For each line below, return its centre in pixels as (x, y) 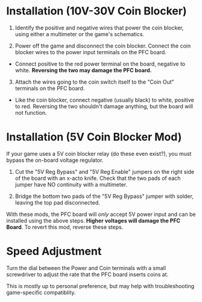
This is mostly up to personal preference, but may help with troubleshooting (100, 286)
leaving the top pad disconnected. (58, 202)
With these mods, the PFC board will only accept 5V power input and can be (101, 214)
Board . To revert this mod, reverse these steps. (65, 227)
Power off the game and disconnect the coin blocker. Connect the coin (103, 46)
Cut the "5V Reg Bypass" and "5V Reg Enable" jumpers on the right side (105, 171)
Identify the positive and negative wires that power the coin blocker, (99, 28)
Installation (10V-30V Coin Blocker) (96, 11)
